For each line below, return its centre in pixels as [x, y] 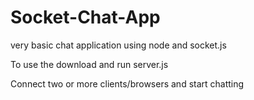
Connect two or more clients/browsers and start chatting [127, 83]
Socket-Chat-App [85, 17]
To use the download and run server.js [89, 64]
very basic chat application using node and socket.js [118, 45]
